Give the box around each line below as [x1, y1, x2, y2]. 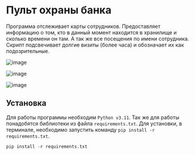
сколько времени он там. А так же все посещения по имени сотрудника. [6, 35, 189, 42]
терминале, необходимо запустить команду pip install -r [6, 126, 155, 133]
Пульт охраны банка [6, 3, 112, 17]
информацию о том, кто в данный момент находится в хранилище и [6, 29, 177, 36]
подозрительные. [6, 47, 50, 54]
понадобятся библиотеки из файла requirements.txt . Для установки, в [6, 120, 183, 127]
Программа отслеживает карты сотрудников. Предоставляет [6, 23, 161, 30]
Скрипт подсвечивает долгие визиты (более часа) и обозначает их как [6, 41, 184, 48]
